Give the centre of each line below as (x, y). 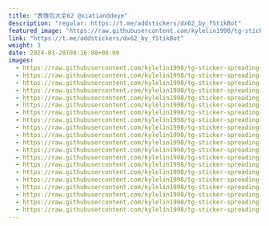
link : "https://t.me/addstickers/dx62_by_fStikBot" (96, 38)
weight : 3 (25, 46)
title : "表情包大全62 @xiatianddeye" (68, 16)
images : (21, 61)
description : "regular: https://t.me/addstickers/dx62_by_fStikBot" (125, 23)
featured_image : (35, 30)
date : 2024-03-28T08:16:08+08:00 (64, 53)
